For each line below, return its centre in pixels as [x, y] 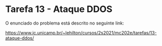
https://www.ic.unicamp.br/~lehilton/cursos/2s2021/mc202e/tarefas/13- [81, 32]
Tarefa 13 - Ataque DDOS [59, 9]
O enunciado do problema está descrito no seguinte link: [65, 23]
